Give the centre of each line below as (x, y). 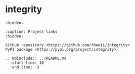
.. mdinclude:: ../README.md (36, 58)
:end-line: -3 (25, 67)
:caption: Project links (31, 31)
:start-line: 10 (27, 63)
